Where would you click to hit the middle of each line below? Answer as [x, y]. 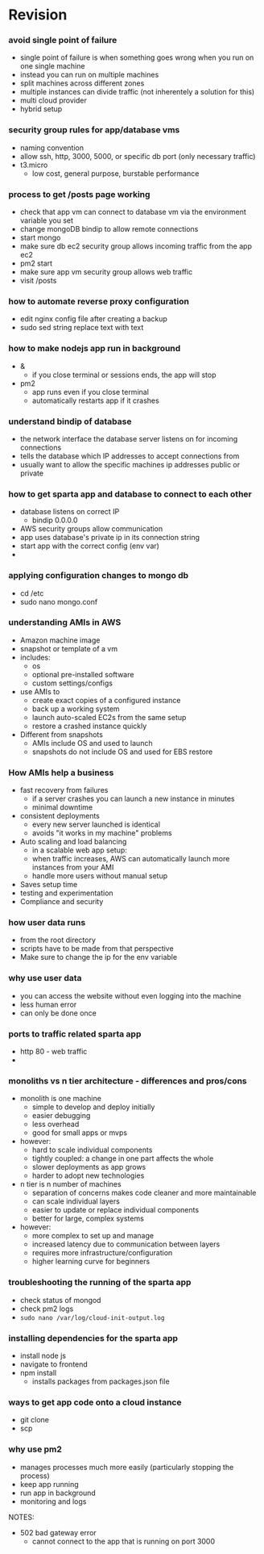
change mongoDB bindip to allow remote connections [109, 229]
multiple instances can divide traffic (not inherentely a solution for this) [137, 92]
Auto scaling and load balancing [73, 842]
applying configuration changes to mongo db [99, 576]
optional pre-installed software [83, 674]
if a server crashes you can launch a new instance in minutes [133, 799]
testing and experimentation [67, 893]
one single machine [52, 66]
